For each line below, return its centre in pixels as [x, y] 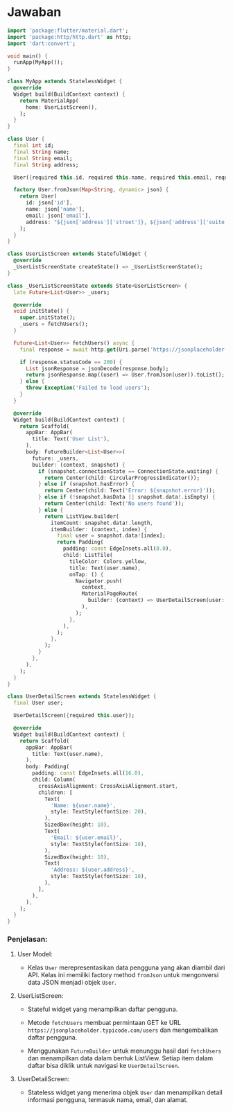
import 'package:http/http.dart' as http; [69, 37]
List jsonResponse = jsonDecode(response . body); [97, 368]
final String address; [46, 165]
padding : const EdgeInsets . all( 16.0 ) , [88, 773]
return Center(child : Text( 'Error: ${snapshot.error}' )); [130, 491]
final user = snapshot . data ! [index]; [111, 536]
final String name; [42, 152]
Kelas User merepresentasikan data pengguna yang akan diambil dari [126, 967]
